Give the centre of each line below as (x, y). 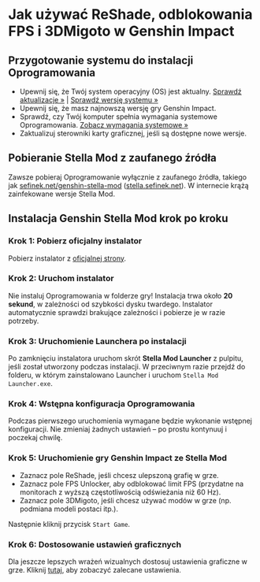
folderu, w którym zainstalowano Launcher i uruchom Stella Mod (113, 375)
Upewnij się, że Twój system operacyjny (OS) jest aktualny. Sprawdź (130, 91)
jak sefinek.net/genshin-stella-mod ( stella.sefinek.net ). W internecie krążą (129, 185)
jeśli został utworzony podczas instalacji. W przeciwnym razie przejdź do (127, 367)
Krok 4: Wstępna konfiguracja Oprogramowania (102, 404)
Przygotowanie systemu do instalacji (101, 60)
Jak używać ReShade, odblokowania (131, 15)
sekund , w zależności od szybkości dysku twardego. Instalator (110, 304)
